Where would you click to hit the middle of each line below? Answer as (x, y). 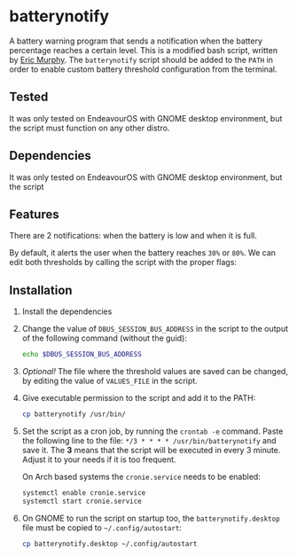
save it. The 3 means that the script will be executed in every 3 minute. (151, 450)
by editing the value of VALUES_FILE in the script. (109, 381)
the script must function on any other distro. (90, 128)
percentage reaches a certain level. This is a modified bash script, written (143, 50)
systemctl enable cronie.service (84, 493)
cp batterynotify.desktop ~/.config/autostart (109, 544)
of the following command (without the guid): (105, 338)
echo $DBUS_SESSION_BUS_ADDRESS (82, 355)
